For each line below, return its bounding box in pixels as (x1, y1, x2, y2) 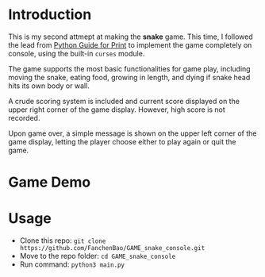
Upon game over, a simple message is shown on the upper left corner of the (8, 129, 257, 138)
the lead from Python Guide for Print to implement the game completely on (8, 40, 252, 49)
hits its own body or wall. (8, 81, 90, 90)
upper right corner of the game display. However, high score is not (8, 105, 226, 114)
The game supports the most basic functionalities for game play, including (8, 63, 252, 73)
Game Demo (8, 173, 91, 191)
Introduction (8, 6, 92, 24)
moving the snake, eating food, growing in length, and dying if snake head (8, 72, 251, 82)
